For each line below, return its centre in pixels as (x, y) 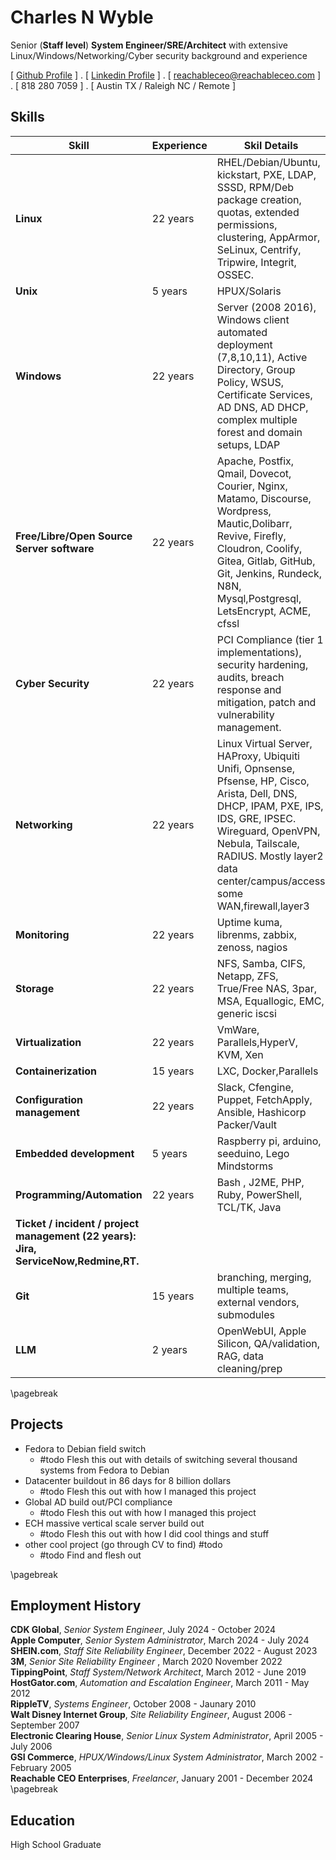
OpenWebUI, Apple (261, 1331)
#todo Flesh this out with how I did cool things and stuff (154, 1533)
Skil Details (271, 145)
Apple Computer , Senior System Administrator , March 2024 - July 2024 (160, 1640)
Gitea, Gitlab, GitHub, (266, 561)
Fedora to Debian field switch (85, 1448)
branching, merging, (264, 1277)
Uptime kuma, (249, 922)
